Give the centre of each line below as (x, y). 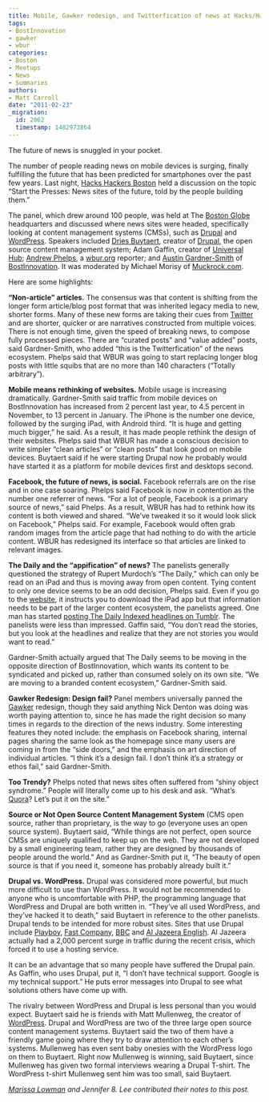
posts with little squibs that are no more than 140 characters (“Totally (122, 365)
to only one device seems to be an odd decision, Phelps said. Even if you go (134, 590)
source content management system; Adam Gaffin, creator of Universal (126, 249)
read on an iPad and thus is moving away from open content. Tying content (132, 582)
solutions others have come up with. (68, 990)
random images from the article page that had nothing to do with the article (132, 533)
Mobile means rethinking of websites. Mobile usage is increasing (117, 389)
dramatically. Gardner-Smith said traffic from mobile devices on (113, 398)
